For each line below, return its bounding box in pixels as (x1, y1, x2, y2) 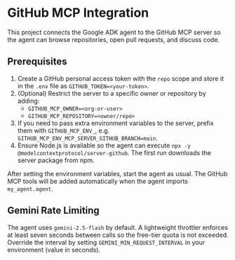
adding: (17, 96, 40, 105)
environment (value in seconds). (7, 245, 100, 254)
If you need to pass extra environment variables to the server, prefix (17, 119, 214, 127)
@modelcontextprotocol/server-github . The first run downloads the (17, 148, 212, 157)
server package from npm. (17, 156, 95, 164)
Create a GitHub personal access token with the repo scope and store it (17, 74, 224, 82)
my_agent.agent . (7, 184, 54, 193)
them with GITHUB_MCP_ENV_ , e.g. (17, 126, 110, 134)
